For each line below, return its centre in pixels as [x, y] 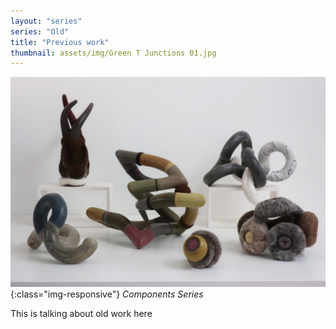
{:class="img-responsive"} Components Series [107, 294]
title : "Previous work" [60, 42]
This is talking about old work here [81, 314]
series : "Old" [40, 31]
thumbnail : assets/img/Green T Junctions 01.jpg [113, 53]
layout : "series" [46, 21]
